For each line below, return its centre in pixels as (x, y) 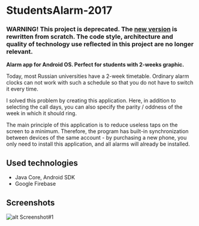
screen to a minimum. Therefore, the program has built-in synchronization (97, 131)
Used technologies (42, 163)
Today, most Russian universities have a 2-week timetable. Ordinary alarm (98, 76)
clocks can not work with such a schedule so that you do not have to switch (100, 83)
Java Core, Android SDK (45, 177)
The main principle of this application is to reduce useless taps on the (92, 125)
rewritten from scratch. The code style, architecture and (90, 37)
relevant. (19, 52)
